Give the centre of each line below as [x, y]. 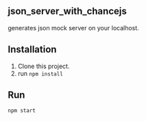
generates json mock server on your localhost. [73, 27]
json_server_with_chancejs [68, 11]
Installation [32, 50]
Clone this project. [44, 66]
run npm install [40, 73]
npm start [22, 111]
